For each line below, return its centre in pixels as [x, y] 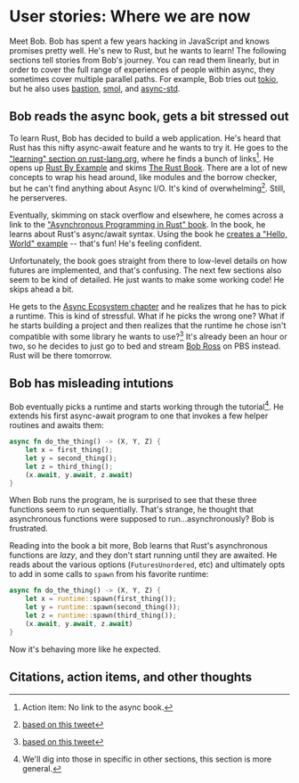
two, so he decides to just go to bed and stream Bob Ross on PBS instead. [145, 346]
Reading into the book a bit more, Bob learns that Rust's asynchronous [139, 546]
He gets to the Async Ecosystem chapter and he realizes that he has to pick [148, 307]
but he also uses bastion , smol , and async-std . [95, 88]
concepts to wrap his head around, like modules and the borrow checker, [143, 177]
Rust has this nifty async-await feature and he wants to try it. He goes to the [149, 147]
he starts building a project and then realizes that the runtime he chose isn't [148, 326]
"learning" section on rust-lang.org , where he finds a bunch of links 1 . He [141, 158]
